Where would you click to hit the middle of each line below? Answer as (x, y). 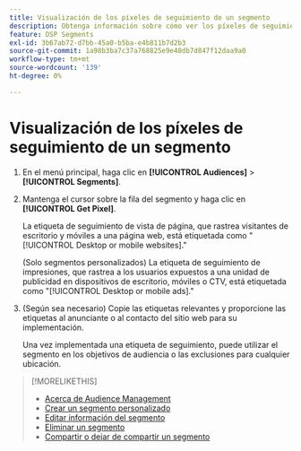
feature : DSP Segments (52, 34)
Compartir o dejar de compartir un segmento (127, 437)
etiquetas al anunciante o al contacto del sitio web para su (129, 317)
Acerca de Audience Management (108, 398)
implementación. (53, 327)
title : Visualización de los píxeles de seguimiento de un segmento (140, 17)
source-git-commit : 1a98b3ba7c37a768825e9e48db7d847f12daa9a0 (128, 51)
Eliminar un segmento (85, 427)
